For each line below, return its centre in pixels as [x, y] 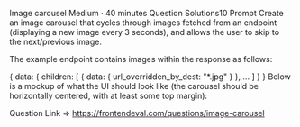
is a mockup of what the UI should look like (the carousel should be [134, 86]
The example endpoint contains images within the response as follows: [141, 59]
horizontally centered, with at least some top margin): [109, 95]
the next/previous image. [55, 41]
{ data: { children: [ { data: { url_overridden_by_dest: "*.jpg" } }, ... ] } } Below [150, 77]
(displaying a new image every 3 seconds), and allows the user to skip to [145, 32]
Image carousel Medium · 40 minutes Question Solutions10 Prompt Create [146, 13]
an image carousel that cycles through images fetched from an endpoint [143, 23]
